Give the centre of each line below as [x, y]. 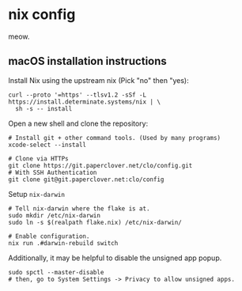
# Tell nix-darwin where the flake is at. [79, 208]
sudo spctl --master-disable [56, 272]
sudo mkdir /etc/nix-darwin [55, 215]
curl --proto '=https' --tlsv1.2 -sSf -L [78, 95]
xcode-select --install [47, 145]
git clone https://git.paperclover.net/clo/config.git [100, 165]
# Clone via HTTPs [38, 159]
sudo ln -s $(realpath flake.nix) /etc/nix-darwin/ [95, 222]
